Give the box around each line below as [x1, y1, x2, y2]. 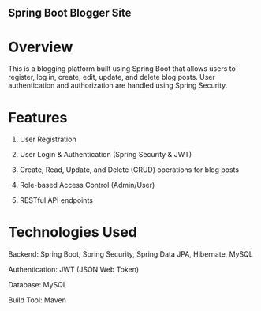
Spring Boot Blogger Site [8, 6, 132, 20]
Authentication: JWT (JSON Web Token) [8, 264, 140, 275]
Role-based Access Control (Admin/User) [19, 181, 155, 190]
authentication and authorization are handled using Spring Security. [8, 81, 228, 90]
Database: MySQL [8, 280, 67, 290]
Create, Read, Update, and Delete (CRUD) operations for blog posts [19, 165, 239, 174]
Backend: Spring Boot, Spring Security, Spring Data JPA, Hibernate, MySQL [8, 249, 254, 259]
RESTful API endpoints [19, 196, 93, 205]
